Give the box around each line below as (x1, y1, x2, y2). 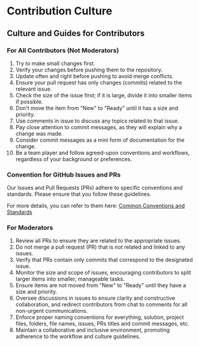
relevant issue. (15, 85, 52, 93)
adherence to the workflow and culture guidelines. (15, 333, 141, 340)
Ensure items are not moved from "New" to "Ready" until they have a (15, 282, 186, 289)
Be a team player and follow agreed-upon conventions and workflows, (15, 149, 190, 156)
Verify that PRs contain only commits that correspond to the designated (15, 256, 193, 264)
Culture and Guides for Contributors (7, 28, 145, 38)
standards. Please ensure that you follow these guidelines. (7, 190, 152, 198)
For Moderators (7, 223, 54, 232)
